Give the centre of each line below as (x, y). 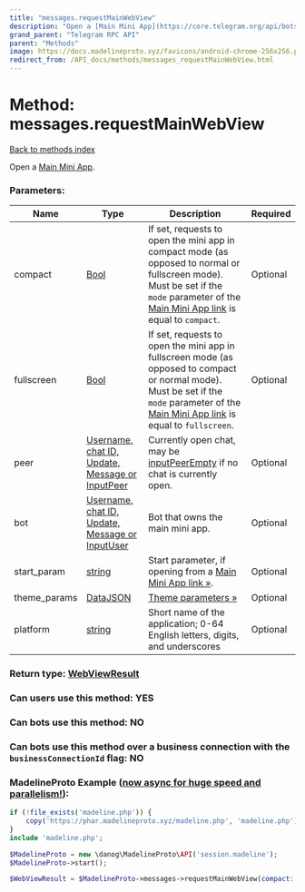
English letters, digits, (194, 635)
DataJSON (108, 598)
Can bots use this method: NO (77, 722)
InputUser (107, 545)
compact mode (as (188, 252)
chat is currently (183, 475)
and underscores (184, 647)
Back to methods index (52, 149)
